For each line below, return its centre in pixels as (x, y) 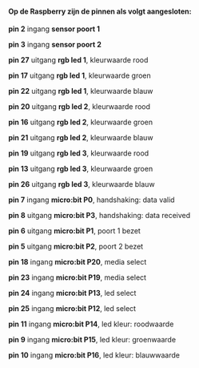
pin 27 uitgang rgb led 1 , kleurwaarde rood (78, 60)
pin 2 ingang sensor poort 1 (54, 29)
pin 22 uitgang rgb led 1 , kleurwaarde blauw (81, 91)
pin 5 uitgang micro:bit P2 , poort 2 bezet (76, 247)
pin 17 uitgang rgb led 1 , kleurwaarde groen (80, 75)
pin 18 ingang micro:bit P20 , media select (78, 262)
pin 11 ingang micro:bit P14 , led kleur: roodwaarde (91, 324)
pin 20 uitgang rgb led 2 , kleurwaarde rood (79, 107)
